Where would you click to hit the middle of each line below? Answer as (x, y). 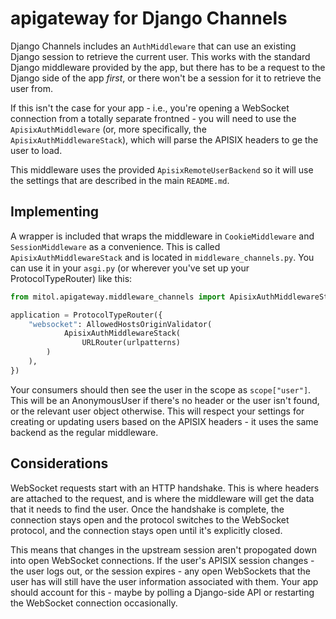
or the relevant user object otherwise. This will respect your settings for (157, 411)
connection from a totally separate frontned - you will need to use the (153, 118)
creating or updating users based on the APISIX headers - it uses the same (164, 421)
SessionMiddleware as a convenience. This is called (115, 246)
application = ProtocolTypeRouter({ (86, 315)
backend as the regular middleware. (84, 432)
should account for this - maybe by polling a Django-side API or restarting (162, 592)
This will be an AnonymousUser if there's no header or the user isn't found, (165, 400)
